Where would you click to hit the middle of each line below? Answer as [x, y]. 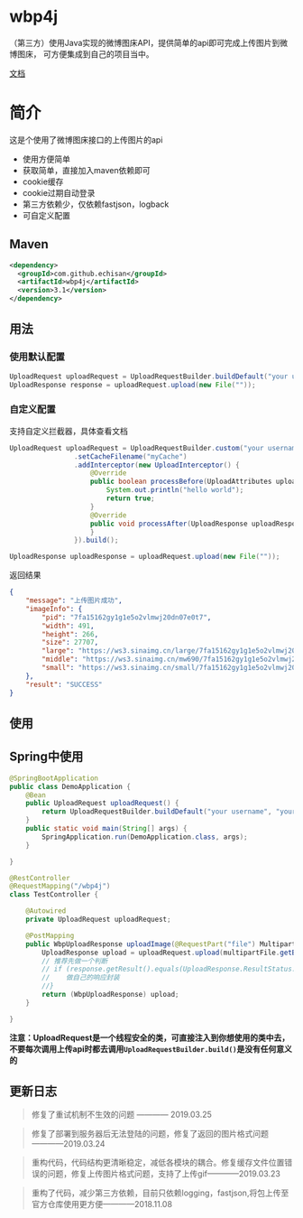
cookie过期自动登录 [59, 192]
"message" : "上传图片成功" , [74, 601]
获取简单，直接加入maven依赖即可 [86, 170]
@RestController [40, 878]
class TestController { [54, 895]
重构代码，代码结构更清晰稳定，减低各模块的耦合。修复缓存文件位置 [158, 1163]
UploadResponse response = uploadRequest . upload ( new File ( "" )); [133, 385]
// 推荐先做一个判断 [75, 961]
